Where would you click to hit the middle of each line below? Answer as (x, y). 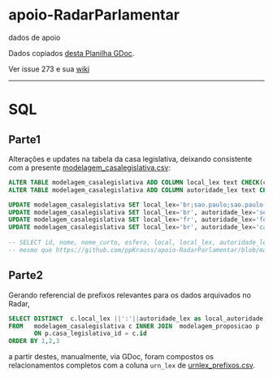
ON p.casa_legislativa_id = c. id (91, 334)
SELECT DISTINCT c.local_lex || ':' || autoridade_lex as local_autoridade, (138, 319)
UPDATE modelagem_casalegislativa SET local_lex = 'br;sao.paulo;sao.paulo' (138, 205)
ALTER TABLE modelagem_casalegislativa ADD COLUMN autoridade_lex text (132, 190)
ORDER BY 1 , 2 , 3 (34, 341)
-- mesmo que (30, 250)
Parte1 (24, 139)
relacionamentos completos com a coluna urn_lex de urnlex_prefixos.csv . (132, 365)
